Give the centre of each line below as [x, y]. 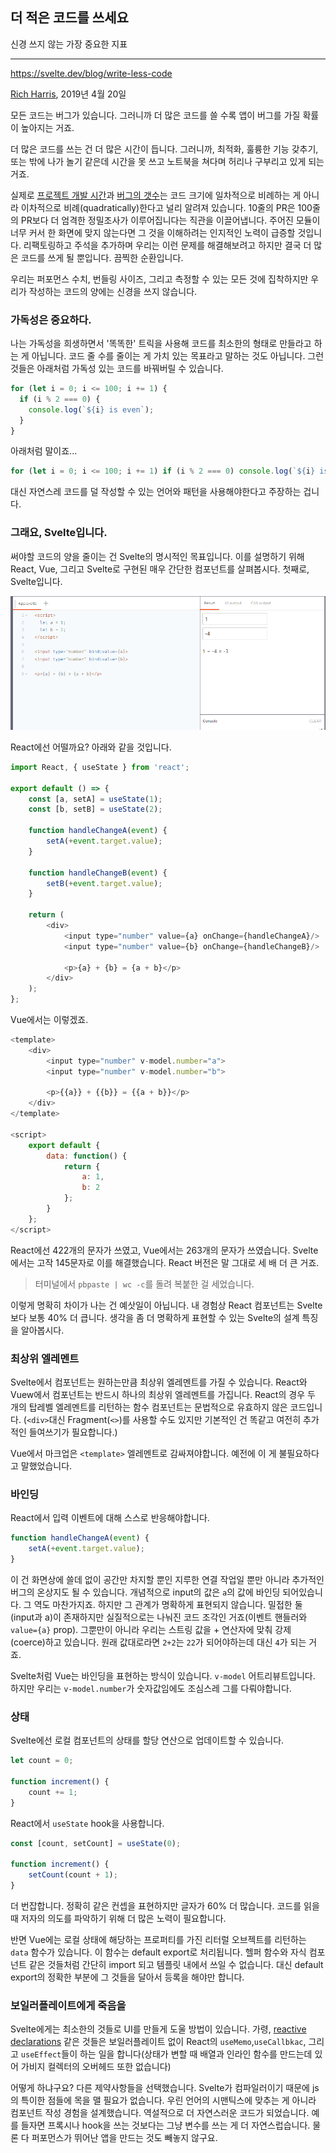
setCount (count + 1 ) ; [73, 1875]
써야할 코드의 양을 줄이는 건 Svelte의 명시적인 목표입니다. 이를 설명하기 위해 [157, 556]
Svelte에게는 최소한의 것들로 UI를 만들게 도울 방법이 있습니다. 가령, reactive [158, 2029]
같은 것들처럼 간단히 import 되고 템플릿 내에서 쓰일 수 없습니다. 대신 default [176, 1964]
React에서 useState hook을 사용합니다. [87, 1823]
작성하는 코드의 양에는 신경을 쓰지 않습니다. [113, 291]
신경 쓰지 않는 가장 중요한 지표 [69, 44]
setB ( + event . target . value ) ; [104, 883]
